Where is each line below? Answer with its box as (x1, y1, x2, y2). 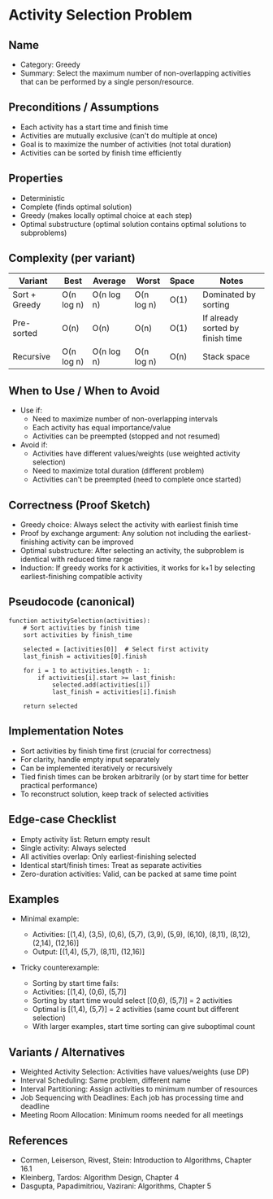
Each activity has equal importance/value (32, 423, 171, 433)
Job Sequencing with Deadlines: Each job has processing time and (19, 1092, 244, 1103)
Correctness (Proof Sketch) (8, 498, 151, 512)
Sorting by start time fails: (32, 979, 119, 988)
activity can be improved (50, 537, 134, 547)
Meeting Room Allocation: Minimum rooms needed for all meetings (19, 1110, 244, 1120)
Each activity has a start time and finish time (19, 122, 169, 132)
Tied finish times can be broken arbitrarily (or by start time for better (19, 771, 249, 782)
